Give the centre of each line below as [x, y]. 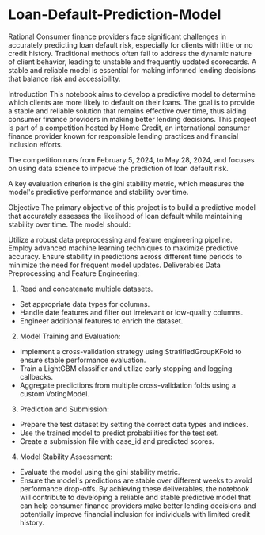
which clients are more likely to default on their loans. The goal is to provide [131, 102]
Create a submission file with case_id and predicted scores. [117, 441]
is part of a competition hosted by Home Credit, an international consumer [129, 128]
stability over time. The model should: [70, 224]
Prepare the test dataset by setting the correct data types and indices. [134, 424]
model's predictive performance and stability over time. [98, 192]
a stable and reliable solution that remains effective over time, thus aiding [127, 111]
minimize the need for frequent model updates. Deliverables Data [115, 265]
